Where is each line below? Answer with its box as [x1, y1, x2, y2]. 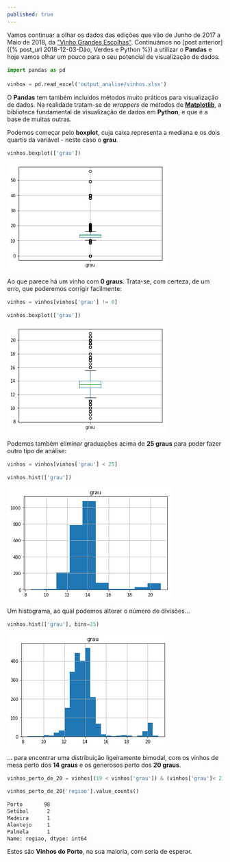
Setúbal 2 [7, 808, 51, 815]
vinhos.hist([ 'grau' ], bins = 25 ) [7, 620, 99, 628]
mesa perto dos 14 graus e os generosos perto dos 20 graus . [7, 761, 181, 769]
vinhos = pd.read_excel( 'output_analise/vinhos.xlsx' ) [7, 81, 167, 88]
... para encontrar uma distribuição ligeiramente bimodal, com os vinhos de [7, 753, 219, 761]
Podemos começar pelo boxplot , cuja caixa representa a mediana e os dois [7, 129, 220, 137]
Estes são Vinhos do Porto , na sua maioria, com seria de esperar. [7, 848, 192, 856]
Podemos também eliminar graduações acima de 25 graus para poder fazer [7, 439, 222, 448]
